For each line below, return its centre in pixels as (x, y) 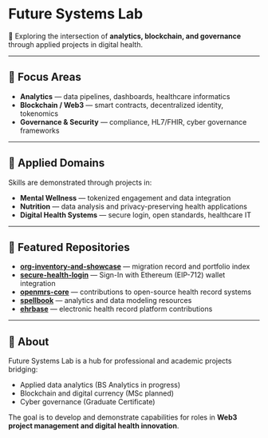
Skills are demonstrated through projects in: (80, 182)
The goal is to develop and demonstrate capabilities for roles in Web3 (123, 417)
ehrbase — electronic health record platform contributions (116, 309)
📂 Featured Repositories (69, 247)
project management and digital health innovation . (94, 426)
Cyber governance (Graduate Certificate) (87, 402)
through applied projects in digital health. (76, 44)
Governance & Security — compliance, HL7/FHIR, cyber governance (133, 121)
